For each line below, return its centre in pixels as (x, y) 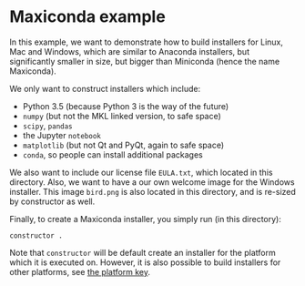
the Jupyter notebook (62, 135)
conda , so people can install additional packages (112, 154)
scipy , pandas (47, 126)
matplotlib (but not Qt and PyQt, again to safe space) (123, 145)
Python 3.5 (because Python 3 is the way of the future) (126, 106)
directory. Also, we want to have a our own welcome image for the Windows (152, 182)
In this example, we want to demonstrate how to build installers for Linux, (147, 42)
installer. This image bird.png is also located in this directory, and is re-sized (152, 191)
